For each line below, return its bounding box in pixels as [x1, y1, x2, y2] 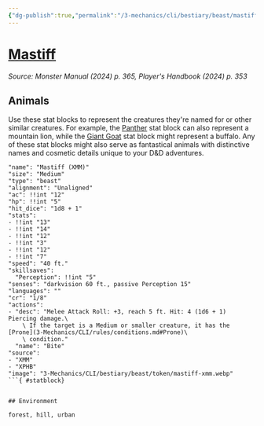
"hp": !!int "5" [8, 198, 61, 206]
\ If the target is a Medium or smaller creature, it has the [22, 321, 230, 330]
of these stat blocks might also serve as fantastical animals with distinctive [8, 140, 250, 149]
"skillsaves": [8, 266, 55, 275]
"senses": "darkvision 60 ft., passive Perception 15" [8, 281, 192, 288]
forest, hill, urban [8, 411, 76, 419]
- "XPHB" [8, 363, 37, 371]
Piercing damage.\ [8, 315, 68, 323]
